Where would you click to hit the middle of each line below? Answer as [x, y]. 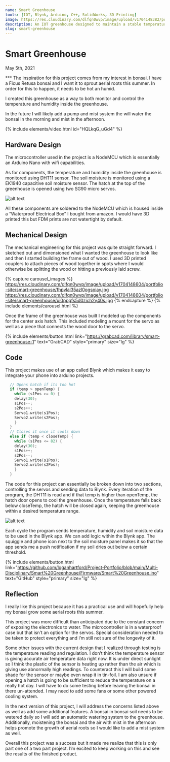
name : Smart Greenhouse [30, 10]
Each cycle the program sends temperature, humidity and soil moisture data [84, 531]
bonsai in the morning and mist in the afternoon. [55, 119]
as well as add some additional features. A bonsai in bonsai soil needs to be [84, 711]
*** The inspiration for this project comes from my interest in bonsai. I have [83, 78]
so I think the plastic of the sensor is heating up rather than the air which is [83, 664]
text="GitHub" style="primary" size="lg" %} [51, 578]
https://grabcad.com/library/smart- [123, 336]
